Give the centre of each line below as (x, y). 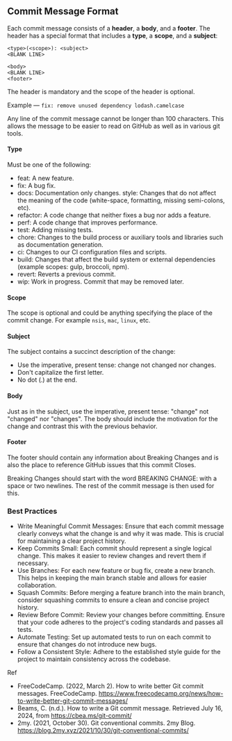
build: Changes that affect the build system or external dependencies (116, 259)
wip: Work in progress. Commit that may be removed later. (100, 282)
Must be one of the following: (49, 165)
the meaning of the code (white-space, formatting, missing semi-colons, (121, 200)
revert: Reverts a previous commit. (66, 275)
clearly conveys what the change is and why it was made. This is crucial (121, 534)
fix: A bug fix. (36, 186)
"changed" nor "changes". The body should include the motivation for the (113, 418)
